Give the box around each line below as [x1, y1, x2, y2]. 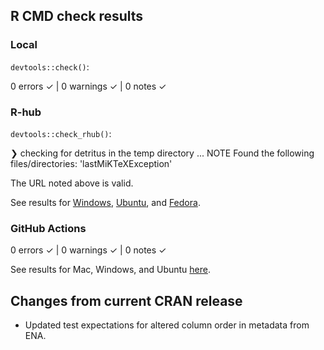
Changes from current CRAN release [10, 292, 243, 309]
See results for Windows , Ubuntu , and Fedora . [10, 196, 201, 208]
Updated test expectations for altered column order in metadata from [24, 319, 310, 331]
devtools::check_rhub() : [10, 127, 112, 139]
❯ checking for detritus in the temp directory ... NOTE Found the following [10, 147, 315, 159]
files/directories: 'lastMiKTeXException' [10, 157, 173, 169]
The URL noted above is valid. [10, 177, 134, 189]
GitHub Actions [10, 221, 87, 235]
